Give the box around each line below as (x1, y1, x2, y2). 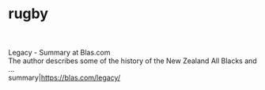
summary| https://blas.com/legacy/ (8, 73, 121, 82)
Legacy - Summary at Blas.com (8, 47, 111, 57)
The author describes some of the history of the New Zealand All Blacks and (8, 56, 257, 66)
